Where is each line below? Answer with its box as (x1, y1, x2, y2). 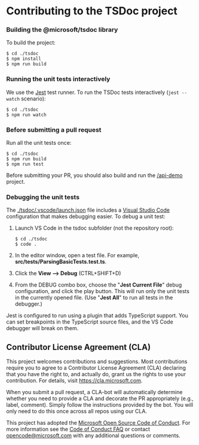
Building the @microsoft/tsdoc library (6, 26, 118, 34)
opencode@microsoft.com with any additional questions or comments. (6, 432, 180, 439)
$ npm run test (6, 161, 44, 167)
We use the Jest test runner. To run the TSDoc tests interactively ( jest (6, 89, 179, 96)
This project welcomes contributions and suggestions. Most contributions (6, 358, 188, 365)
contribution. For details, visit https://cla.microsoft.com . (6, 377, 143, 384)
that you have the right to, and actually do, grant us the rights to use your (6, 371, 186, 378)
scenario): (20, 95, 46, 102)
